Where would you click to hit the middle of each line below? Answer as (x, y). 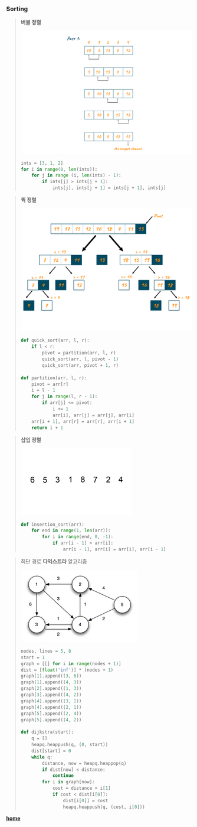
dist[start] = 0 (51, 751)
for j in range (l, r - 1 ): (65, 397)
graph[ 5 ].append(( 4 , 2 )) (51, 719)
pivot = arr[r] (50, 384)
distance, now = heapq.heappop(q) (84, 763)
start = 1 (33, 657)
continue (63, 776)
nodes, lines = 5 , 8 (46, 651)
